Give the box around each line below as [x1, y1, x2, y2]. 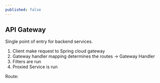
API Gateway [5, 26, 46, 34]
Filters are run [12, 59, 41, 65]
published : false [5, 7, 41, 12]
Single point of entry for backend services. [5, 39, 93, 44]
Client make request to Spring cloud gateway [12, 48, 105, 54]
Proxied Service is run [12, 64, 58, 70]
